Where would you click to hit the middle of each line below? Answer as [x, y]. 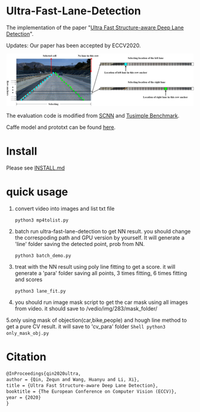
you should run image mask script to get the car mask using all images [101, 302]
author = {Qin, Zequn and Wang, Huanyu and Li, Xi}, [73, 380]
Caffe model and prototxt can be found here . [61, 127]
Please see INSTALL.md [36, 168]
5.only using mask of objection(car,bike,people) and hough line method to [97, 320]
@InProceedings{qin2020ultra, [44, 374]
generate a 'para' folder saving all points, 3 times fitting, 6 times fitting [101, 273]
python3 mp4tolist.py [41, 220]
